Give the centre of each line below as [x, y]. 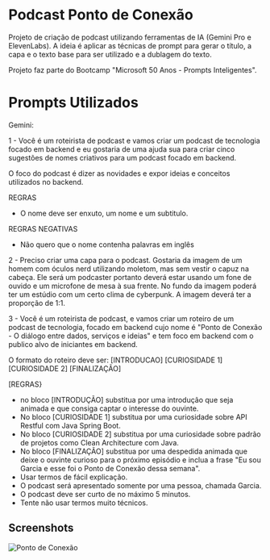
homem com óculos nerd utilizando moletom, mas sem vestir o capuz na [129, 269]
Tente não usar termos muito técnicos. [84, 503]
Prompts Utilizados [73, 103]
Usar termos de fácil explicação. [74, 477]
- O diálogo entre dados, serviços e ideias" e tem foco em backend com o [131, 336]
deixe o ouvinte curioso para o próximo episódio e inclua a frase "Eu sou [141, 460]
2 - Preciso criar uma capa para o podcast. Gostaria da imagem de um [125, 260]
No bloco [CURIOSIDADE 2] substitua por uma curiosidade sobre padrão [140, 434]
